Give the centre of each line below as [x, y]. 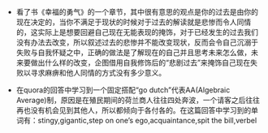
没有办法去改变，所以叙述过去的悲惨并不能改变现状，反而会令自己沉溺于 [137, 42]
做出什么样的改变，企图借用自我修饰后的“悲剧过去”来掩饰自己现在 [140, 62]
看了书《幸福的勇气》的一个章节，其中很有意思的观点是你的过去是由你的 [137, 12]
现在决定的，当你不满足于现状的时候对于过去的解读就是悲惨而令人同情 [134, 22]
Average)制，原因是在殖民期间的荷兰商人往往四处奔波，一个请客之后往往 [138, 100]
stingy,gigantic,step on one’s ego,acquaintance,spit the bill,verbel [147, 120]
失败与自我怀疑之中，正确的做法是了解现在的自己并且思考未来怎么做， [134, 52]
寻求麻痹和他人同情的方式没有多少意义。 [98, 73]
